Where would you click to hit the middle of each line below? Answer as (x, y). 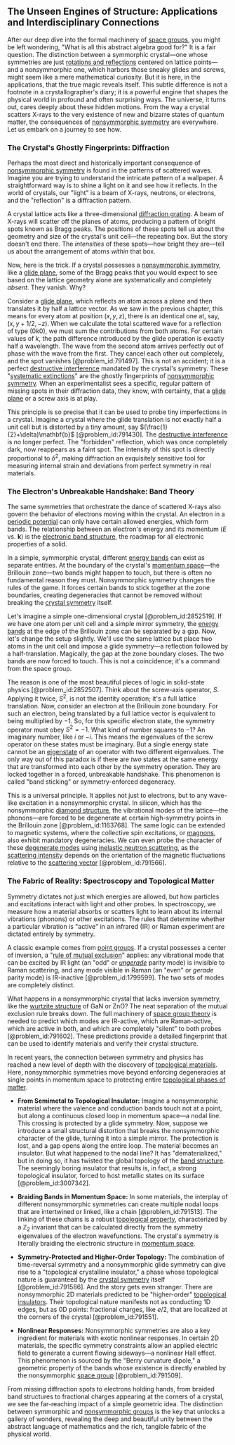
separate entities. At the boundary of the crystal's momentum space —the (114, 565)
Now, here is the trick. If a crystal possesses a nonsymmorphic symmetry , (114, 265)
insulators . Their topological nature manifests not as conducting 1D (114, 1302)
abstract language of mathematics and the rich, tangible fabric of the (107, 1427)
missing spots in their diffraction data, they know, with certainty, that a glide (117, 391)
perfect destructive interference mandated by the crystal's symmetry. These (118, 368)
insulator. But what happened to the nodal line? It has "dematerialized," (120, 1153)
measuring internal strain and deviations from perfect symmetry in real (109, 465)
